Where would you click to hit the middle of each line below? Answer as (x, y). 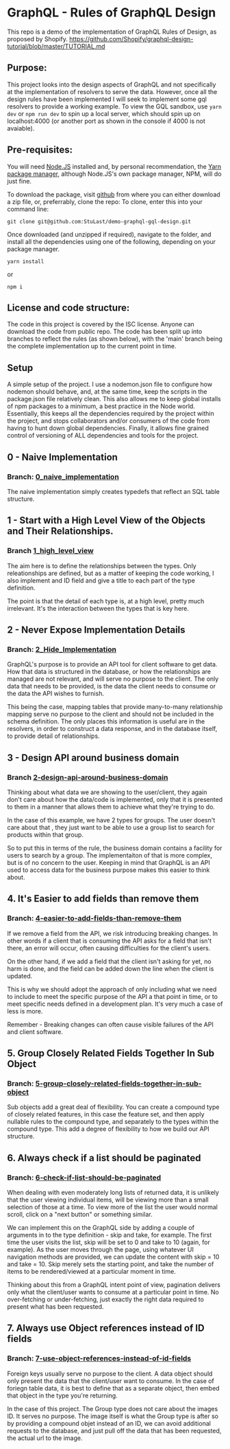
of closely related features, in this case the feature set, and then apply (106, 1114)
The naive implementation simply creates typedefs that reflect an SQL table (114, 491)
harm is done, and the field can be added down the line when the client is (111, 968)
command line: (28, 209)
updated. (20, 976)
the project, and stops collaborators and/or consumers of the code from (108, 421)
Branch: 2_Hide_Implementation (62, 649)
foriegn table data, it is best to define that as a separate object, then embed (114, 1388)
